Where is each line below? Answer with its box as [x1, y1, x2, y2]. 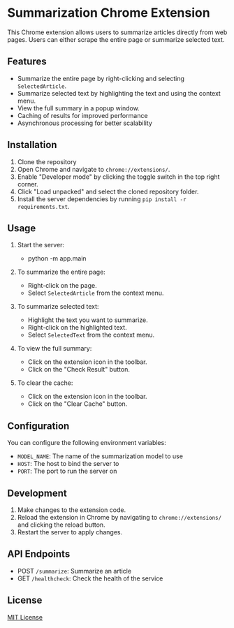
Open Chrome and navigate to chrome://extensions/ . [17, 165, 170, 173]
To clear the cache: [17, 379, 73, 387]
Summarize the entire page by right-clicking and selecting [17, 74, 185, 82]
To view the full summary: [17, 344, 92, 353]
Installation [7, 139, 57, 151]
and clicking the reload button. [17, 520, 106, 529]
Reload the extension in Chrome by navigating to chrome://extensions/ [17, 513, 222, 521]
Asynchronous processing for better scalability [17, 119, 152, 127]
